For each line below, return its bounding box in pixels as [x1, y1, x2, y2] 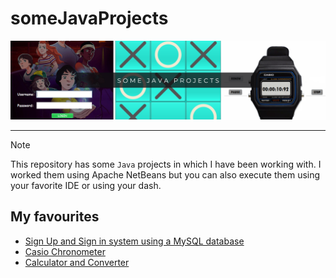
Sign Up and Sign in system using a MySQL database [24, 235, 245, 247]
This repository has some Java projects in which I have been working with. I [10, 158, 322, 170]
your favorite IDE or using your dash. [10, 179, 162, 191]
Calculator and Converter [24, 256, 130, 268]
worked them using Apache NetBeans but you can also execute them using [10, 168, 321, 181]
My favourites [10, 208, 100, 226]
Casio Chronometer [24, 245, 106, 257]
